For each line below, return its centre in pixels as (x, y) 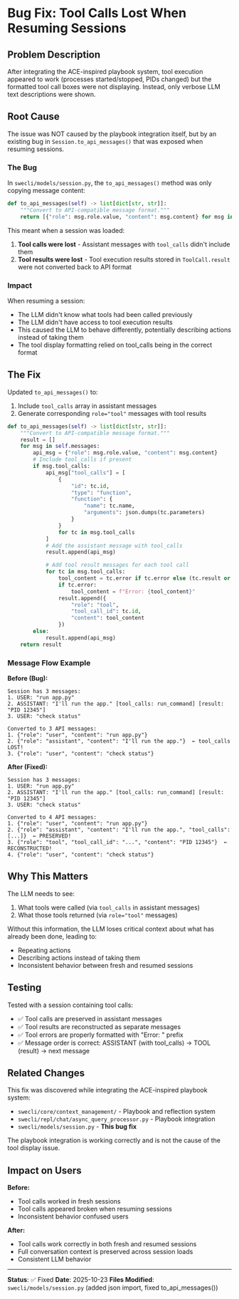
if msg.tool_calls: (62, 466)
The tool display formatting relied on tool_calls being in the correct (115, 345)
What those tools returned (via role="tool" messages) (97, 915)
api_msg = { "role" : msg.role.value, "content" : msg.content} (126, 453)
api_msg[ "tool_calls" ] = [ (85, 473)
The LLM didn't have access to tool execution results (95, 323)
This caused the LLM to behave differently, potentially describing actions (124, 330)
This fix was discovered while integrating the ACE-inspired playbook (107, 1090)
